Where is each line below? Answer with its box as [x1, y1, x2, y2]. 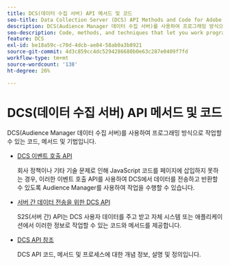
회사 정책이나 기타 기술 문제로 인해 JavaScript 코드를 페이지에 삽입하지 [16, 166, 207, 175]
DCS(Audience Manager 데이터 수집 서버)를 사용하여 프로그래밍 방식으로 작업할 [7, 129, 222, 137]
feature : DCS [7, 36, 44, 42]
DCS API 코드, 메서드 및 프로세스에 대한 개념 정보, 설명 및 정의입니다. [16, 251, 201, 259]
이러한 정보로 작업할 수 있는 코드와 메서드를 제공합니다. [35, 221, 182, 229]
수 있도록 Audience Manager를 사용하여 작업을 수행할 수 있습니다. [16, 184, 195, 192]
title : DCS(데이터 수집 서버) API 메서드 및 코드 [7, 10, 133, 17]
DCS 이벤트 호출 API [16, 152, 73, 160]
